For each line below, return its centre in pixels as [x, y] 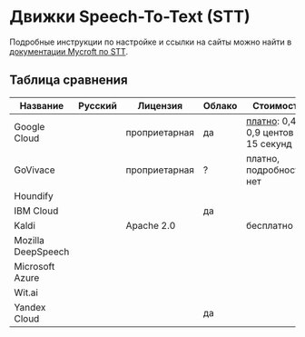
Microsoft [34, 266]
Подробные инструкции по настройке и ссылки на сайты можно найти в [151, 42]
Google [30, 126]
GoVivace [34, 170]
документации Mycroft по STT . [69, 51]
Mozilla [30, 240]
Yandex [30, 307]
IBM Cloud [36, 211]
